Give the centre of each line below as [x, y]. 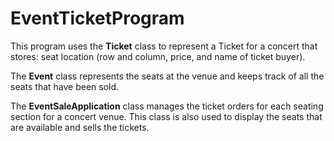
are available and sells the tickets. [80, 127]
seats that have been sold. [65, 86]
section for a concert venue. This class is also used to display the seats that [166, 116]
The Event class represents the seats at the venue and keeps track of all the [167, 76]
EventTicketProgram [97, 18]
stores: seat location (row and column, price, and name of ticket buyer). [158, 56]
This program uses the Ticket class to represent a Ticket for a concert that [164, 46]
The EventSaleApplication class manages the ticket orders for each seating [167, 106]
